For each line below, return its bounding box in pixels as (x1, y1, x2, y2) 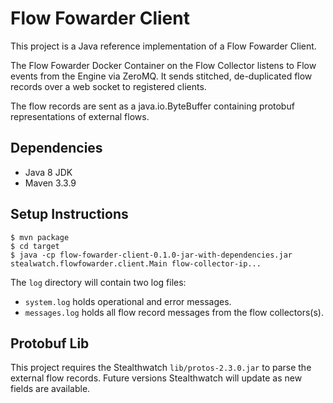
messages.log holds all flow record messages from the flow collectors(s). (24, 306, 324, 318)
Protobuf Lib (10, 335, 90, 352)
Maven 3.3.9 (24, 177, 77, 189)
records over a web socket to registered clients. (10, 80, 207, 92)
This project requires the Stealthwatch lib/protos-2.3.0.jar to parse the (10, 362, 312, 374)
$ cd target (10, 241, 60, 251)
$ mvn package (10, 232, 70, 242)
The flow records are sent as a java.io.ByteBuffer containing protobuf (10, 100, 295, 112)
